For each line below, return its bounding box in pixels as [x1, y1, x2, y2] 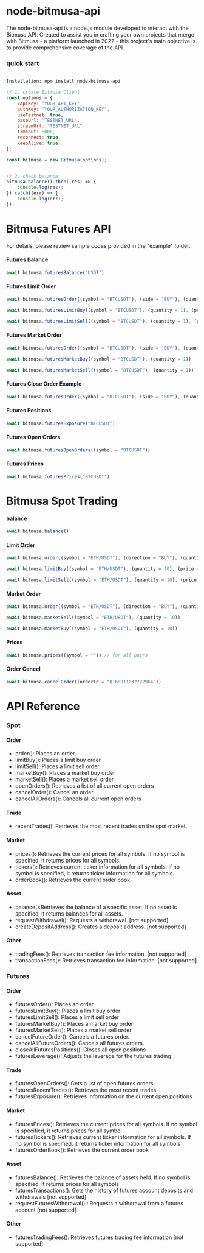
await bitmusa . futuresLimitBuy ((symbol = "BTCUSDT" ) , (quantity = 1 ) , [6, 307, 189, 313]
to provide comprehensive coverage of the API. [6, 44, 124, 51]
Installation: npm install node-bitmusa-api [6, 78, 121, 85]
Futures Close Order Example [6, 380, 82, 387]
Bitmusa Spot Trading [6, 495, 118, 508]
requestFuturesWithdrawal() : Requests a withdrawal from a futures [15, 1199, 184, 1207]
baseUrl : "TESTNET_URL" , [17, 118, 80, 124]
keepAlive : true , [17, 140, 61, 146]
